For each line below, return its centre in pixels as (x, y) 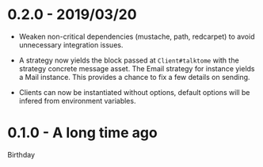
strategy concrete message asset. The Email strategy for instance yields (137, 68)
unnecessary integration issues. (71, 44)
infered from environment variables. (77, 101)
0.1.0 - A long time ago (82, 133)
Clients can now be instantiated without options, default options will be (134, 92)
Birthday (21, 154)
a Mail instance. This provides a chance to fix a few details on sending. (134, 77)
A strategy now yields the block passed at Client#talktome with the (129, 60)
